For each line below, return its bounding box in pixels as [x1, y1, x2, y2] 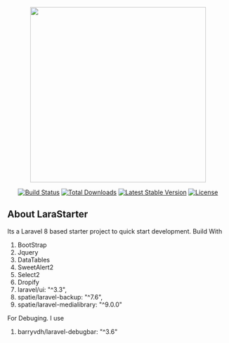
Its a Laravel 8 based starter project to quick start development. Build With [7, 227, 223, 235]
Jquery [17, 248, 39, 256]
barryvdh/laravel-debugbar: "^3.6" [17, 327, 118, 336]
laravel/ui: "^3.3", [17, 285, 67, 294]
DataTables [17, 255, 51, 264]
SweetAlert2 [17, 263, 54, 271]
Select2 [17, 270, 40, 278]
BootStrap [17, 241, 47, 249]
